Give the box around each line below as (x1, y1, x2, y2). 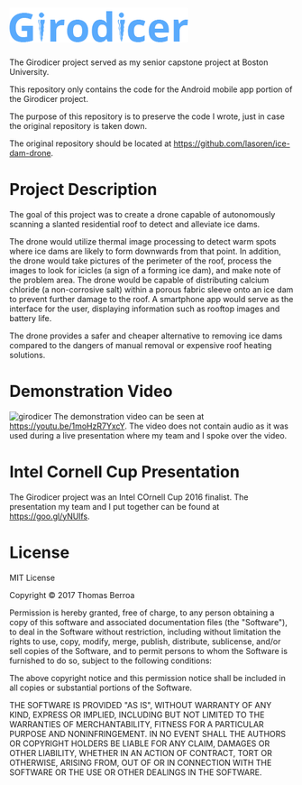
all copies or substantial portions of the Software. (9, 682, 192, 693)
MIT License (9, 572, 56, 583)
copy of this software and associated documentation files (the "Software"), (9, 616, 288, 627)
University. (9, 66, 50, 77)
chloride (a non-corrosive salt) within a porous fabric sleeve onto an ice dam (9, 283, 294, 295)
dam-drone (9, 147, 51, 158)
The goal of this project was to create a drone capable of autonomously (9, 208, 276, 219)
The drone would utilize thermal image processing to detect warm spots (9, 235, 277, 246)
